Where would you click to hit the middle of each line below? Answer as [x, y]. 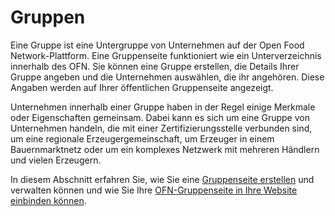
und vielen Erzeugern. [56, 160]
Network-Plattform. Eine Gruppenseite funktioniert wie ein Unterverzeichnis [166, 55]
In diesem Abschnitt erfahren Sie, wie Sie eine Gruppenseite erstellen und [162, 179]
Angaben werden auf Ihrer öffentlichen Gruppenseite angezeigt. [142, 87]
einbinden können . [48, 200]
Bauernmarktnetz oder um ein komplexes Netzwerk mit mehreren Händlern [165, 149]
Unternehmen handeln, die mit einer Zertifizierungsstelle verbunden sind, [161, 128]
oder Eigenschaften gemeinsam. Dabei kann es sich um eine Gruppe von [160, 117]
